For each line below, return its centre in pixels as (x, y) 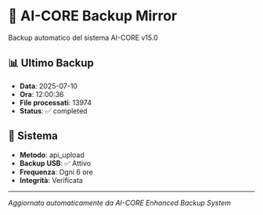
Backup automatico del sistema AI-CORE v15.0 (83, 38)
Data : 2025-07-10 (49, 86)
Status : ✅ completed (53, 111)
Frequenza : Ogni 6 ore (56, 172)
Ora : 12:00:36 (41, 94)
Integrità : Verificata (51, 180)
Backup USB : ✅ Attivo (55, 163)
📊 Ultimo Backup (51, 63)
